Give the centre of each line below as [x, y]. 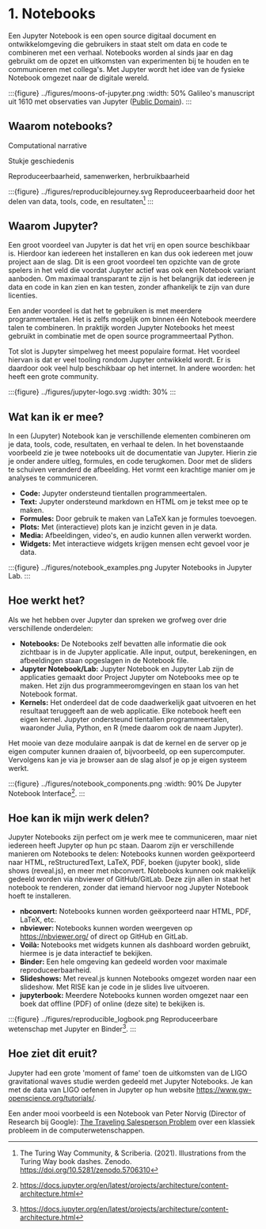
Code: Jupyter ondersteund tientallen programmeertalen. [113, 493]
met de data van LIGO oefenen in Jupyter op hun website [102, 1090]
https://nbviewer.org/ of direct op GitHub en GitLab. [104, 937]
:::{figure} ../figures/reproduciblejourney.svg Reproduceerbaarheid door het [132, 192]
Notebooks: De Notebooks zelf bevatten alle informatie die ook [123, 643]
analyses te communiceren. [53, 478]
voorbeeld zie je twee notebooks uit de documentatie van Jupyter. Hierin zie [133, 453]
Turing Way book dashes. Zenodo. [76, 1161]
